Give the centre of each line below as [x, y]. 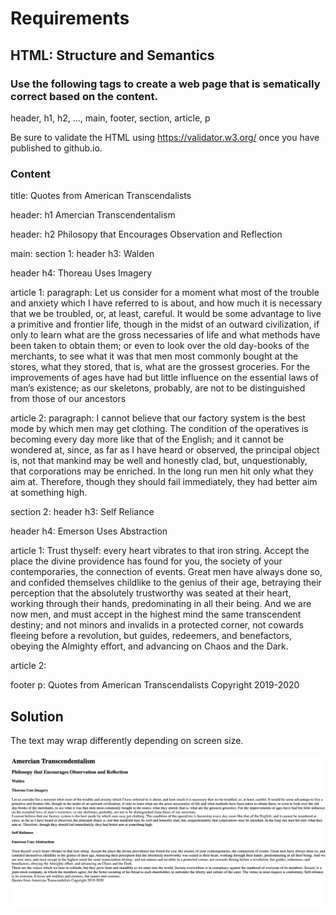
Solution [37, 716]
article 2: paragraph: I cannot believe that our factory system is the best [158, 418]
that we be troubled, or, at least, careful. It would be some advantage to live [166, 314]
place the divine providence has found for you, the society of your [146, 561]
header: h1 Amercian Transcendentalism [93, 215]
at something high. [49, 493]
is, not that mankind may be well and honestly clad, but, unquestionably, [159, 461]
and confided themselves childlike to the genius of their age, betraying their [166, 583]
